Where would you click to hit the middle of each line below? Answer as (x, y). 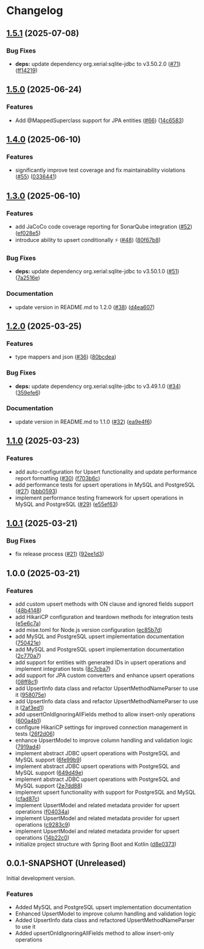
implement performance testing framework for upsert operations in (99, 497)
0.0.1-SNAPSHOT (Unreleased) (66, 863)
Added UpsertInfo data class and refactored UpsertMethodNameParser (105, 920)
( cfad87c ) (27, 799)
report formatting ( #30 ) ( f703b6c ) (58, 478)
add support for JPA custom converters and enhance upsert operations (105, 675)
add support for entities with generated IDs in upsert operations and (100, 662)
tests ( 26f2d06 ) (35, 733)
